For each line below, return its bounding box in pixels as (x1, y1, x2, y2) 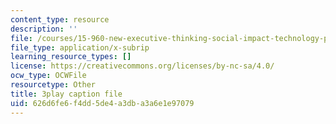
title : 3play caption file (10, 89, 123, 99)
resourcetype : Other (10, 80, 97, 90)
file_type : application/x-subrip (10, 42, 150, 53)
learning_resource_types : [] (10, 52, 132, 62)
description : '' (10, 24, 78, 34)
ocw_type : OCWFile (10, 71, 87, 81)
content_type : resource (10, 14, 110, 25)
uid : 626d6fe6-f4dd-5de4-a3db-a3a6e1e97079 (10, 98, 195, 108)
